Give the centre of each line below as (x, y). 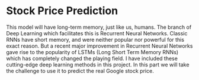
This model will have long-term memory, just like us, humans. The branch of (99, 27)
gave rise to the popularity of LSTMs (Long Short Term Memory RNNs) (92, 52)
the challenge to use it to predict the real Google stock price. (80, 71)
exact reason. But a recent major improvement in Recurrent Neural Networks (99, 46)
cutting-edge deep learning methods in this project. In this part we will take (98, 64)
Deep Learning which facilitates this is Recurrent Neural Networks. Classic (97, 33)
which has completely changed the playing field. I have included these (92, 58)
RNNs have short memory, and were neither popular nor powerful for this (95, 39)
